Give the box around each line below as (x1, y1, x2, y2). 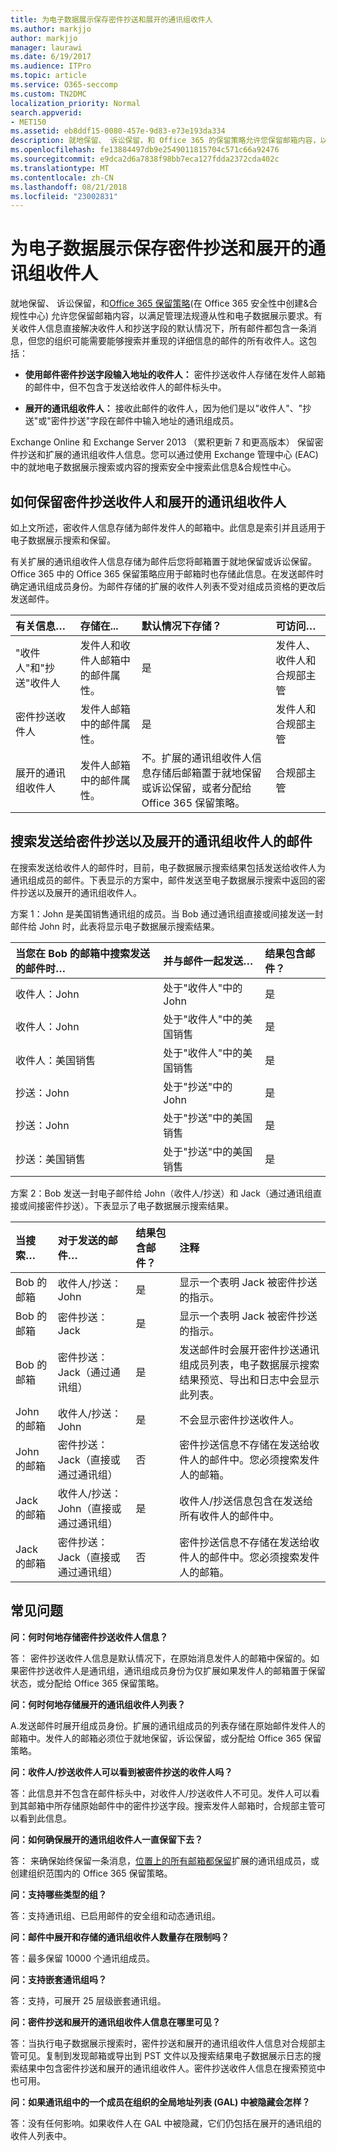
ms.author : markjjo (10, 24, 92, 34)
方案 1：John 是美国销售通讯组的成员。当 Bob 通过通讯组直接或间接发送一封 (10, 907, 324, 920)
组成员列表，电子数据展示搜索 (179, 1357, 320, 1371)
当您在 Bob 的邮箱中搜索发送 (15, 946, 151, 960)
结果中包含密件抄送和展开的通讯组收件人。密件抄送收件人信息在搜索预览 (18, 2062, 317, 2074)
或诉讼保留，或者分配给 (141, 781, 252, 795)
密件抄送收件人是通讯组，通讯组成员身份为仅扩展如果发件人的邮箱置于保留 (18, 1664, 326, 1676)
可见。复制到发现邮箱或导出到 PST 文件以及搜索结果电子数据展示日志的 (18, 2049, 313, 2061)
